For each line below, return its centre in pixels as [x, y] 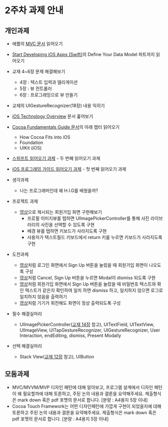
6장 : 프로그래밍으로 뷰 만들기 [48, 95]
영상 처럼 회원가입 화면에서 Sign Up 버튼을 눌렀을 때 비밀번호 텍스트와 [88, 284]
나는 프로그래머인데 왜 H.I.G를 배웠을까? [59, 191]
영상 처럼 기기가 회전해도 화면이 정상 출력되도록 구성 [70, 303]
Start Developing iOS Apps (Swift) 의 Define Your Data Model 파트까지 [83, 54]
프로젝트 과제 [25, 201]
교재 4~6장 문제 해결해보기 [39, 72]
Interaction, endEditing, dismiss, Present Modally [70, 336]
